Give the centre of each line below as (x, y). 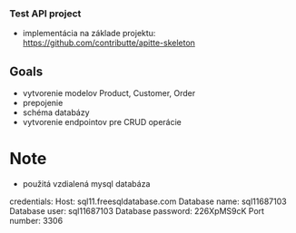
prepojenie (43, 103)
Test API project (45, 14)
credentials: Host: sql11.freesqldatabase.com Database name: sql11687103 (148, 201)
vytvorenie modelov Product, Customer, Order (109, 93)
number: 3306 (36, 221)
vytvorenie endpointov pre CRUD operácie (102, 122)
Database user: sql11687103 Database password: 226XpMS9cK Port (137, 211)
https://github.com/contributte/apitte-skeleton (109, 43)
